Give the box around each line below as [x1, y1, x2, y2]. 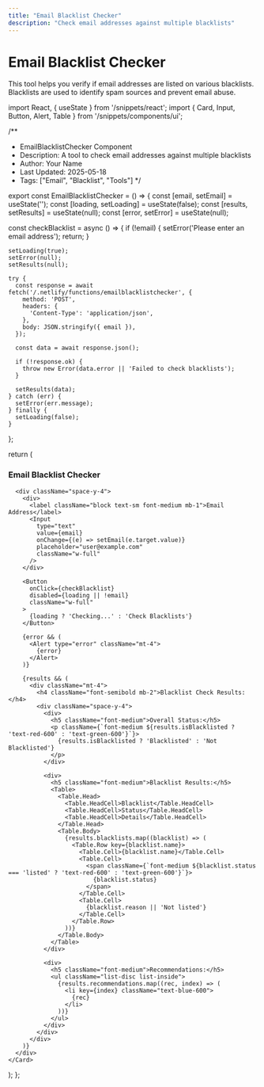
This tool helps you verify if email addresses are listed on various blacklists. [8, 79, 255, 89]
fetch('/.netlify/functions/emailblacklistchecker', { [8, 288, 193, 297]
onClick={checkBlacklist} [28, 584, 115, 593]
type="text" [36, 522, 77, 530]
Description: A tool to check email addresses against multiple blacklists [19, 151, 251, 160]
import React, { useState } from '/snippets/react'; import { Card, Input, [8, 103, 236, 113]
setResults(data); [15, 386, 77, 394]
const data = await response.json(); [15, 344, 140, 353]
